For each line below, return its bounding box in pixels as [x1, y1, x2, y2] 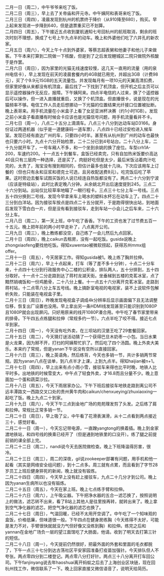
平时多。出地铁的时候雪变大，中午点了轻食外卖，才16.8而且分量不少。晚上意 [5, 370, 159, 376]
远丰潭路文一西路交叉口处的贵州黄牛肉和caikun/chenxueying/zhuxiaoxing [5, 389, 153, 394]
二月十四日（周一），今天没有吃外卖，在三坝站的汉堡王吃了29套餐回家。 [5, 328, 150, 333]
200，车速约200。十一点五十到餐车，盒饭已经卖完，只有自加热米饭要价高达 [5, 151, 158, 156]
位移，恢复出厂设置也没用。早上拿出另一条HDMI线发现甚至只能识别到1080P [5, 303, 157, 309]
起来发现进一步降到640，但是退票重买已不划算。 [9, 22, 107, 28]
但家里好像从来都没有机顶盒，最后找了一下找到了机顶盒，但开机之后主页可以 [5, 83, 159, 89]
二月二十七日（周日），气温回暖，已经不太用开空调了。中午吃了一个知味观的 [5, 511, 157, 516]
